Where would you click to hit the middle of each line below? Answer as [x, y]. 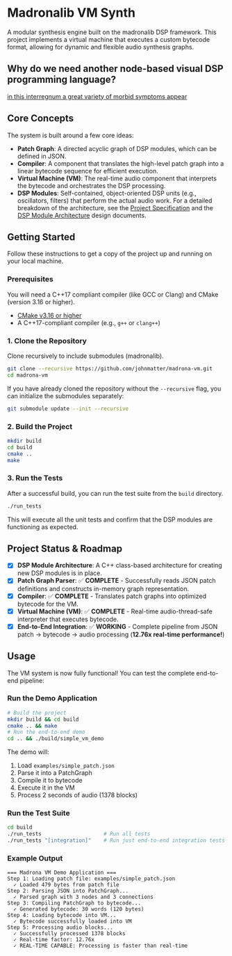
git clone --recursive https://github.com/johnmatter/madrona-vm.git [110, 368]
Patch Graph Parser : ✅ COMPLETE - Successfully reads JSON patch [117, 581]
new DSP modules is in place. [60, 573]
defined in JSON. [42, 156]
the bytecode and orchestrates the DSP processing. [91, 185]
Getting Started [41, 237]
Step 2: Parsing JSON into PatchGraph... [68, 891]
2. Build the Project [40, 426]
